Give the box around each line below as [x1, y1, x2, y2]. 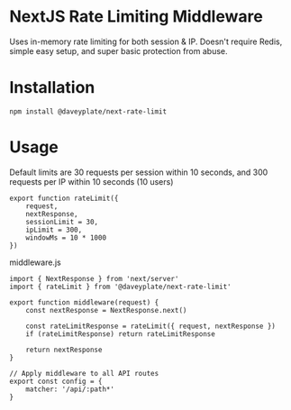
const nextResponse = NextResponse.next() [25, 305, 187, 314]
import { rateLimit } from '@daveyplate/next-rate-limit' [9, 282, 232, 291]
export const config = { [9, 377, 103, 386]
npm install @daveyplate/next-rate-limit [9, 106, 168, 116]
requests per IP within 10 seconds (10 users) [9, 176, 174, 187]
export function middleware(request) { [9, 297, 159, 307]
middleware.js [9, 257, 61, 268]
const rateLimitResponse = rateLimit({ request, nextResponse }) [25, 322, 277, 331]
